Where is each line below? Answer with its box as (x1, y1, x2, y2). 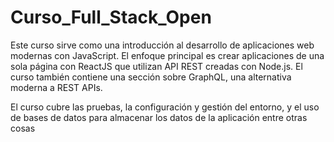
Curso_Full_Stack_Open (10, 6, 212, 29)
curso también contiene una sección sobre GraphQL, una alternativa (10, 71, 292, 83)
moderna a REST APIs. (10, 81, 103, 93)
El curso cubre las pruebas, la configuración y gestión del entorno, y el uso (10, 101, 320, 113)
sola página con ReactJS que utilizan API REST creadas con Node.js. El (10, 60, 303, 72)
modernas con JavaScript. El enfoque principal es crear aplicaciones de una (10, 49, 325, 61)
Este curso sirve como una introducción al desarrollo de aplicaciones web (10, 39, 315, 51)
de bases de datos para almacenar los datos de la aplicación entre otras (10, 111, 308, 123)
